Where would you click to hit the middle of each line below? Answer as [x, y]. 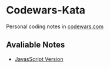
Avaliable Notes [36, 45]
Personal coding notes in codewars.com [55, 26]
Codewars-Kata [46, 10]
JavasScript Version [39, 59]
